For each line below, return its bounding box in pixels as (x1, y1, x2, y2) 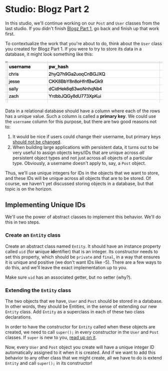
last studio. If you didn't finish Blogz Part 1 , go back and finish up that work (5, 25, 159, 31)
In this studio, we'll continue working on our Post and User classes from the (5, 20, 160, 26)
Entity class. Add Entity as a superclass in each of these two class (5, 308, 145, 314)
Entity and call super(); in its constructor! (5, 360, 92, 366)
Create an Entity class (5, 232, 61, 239)
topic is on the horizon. (5, 186, 52, 192)
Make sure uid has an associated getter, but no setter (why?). (5, 274, 132, 280)
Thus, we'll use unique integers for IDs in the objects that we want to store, (5, 170, 159, 176)
